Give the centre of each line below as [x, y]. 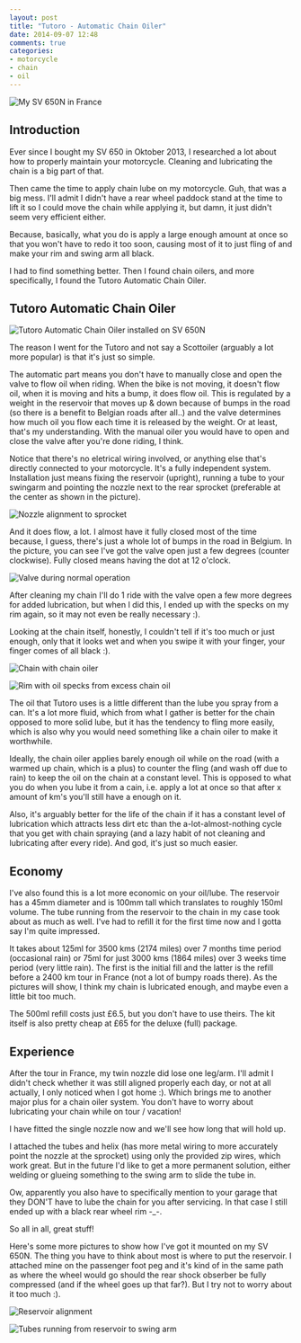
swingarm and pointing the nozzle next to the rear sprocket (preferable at [145, 487]
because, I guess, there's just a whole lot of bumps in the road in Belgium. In [150, 541]
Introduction [45, 130]
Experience [42, 1051]
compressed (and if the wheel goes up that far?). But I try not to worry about [150, 1285]
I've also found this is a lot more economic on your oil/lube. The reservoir [145, 893]
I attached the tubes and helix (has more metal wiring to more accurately [144, 1146]
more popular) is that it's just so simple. [82, 357]
